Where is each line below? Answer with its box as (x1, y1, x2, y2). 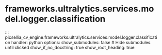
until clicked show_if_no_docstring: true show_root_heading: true (5, 44, 135, 50)
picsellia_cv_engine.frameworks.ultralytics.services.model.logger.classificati (5, 34, 158, 40)
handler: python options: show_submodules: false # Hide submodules (11, 39, 151, 45)
